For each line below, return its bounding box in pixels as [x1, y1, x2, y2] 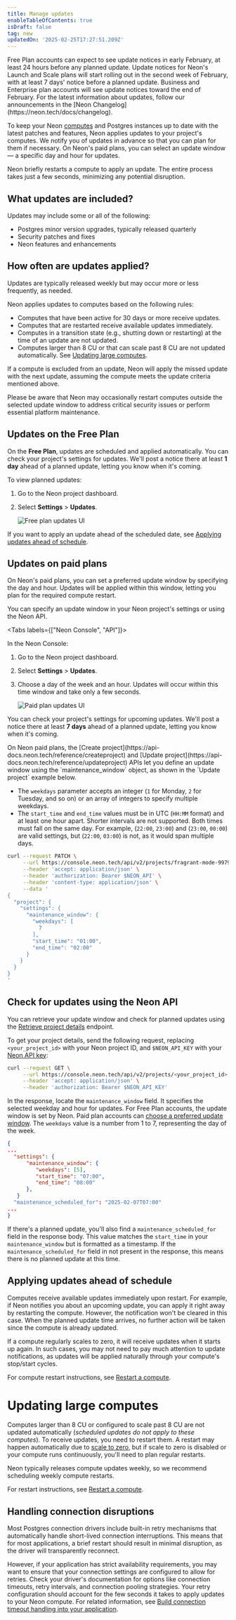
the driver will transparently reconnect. [7, 1546, 120, 1555]
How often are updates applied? [7, 261, 150, 272]
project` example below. [7, 773, 77, 782]
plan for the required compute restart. [7, 591, 117, 600]
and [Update [127, 751, 164, 759]
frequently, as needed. [7, 286, 73, 295]
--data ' [22, 885, 49, 893]
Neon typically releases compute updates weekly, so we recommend [7, 1464, 207, 1473]
